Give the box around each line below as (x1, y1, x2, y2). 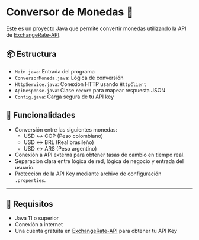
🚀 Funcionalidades (6, 110, 76, 120)
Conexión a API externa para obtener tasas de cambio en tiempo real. (14, 151, 185, 158)
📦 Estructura (6, 49, 57, 59)
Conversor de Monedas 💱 (6, 5, 134, 19)
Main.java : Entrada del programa (14, 68, 95, 75)
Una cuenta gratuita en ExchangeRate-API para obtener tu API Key (14, 228, 178, 235)
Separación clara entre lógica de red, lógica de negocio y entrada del (14, 157, 184, 165)
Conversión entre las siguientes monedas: (14, 126, 117, 133)
